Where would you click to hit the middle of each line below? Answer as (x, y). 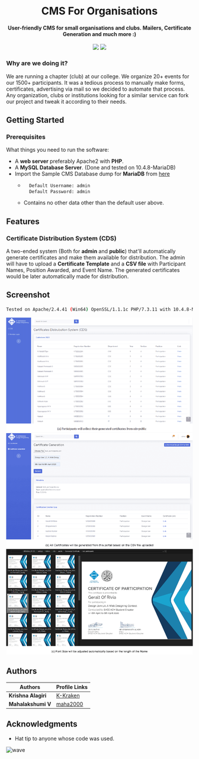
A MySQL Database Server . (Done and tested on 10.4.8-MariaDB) (95, 168)
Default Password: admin (60, 192)
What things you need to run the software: (58, 150)
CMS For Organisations (99, 11)
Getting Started (35, 120)
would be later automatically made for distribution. (68, 277)
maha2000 (70, 704)
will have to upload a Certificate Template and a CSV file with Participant (96, 264)
